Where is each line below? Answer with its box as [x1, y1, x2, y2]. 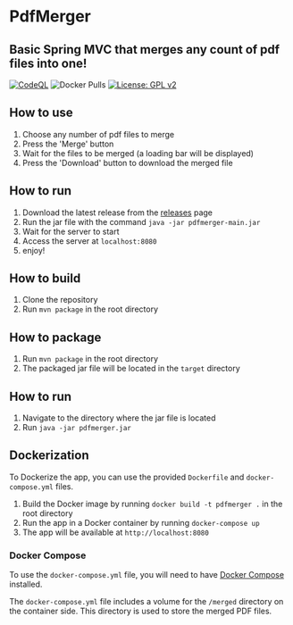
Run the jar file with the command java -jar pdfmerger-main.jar [21, 216, 261, 227]
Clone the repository [21, 295, 98, 305]
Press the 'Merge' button [21, 138, 114, 149]
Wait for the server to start [21, 226, 120, 237]
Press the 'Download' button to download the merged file [21, 157, 234, 168]
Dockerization [9, 448, 89, 463]
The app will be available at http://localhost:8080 [21, 527, 210, 537]
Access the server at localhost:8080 [21, 235, 157, 246]
